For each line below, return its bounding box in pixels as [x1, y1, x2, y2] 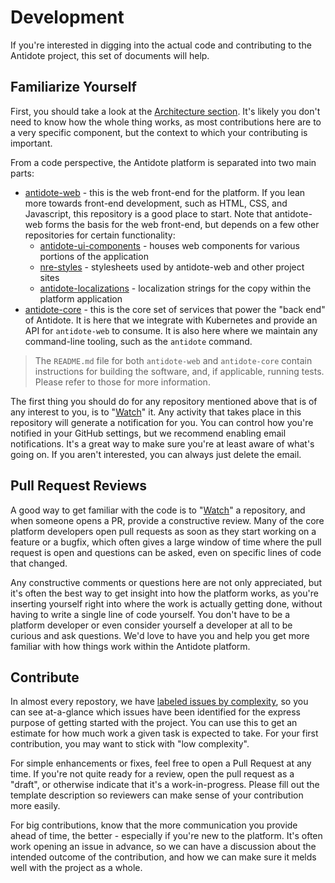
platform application [39, 292, 123, 305]
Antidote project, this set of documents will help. [10, 49, 210, 61]
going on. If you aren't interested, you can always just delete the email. [10, 448, 302, 460]
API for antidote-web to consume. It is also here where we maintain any [24, 324, 318, 336]
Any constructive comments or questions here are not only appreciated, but [10, 576, 323, 588]
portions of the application [39, 250, 149, 262]
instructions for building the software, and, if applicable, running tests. [34, 365, 325, 377]
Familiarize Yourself [10, 79, 137, 96]
